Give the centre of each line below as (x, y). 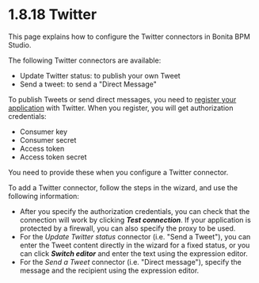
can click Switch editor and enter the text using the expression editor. (133, 253)
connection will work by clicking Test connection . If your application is (135, 220)
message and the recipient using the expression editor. (109, 270)
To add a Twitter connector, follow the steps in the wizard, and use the (123, 187)
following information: (44, 196)
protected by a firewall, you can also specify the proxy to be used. (128, 228)
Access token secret (53, 157)
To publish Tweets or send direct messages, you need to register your (122, 99)
